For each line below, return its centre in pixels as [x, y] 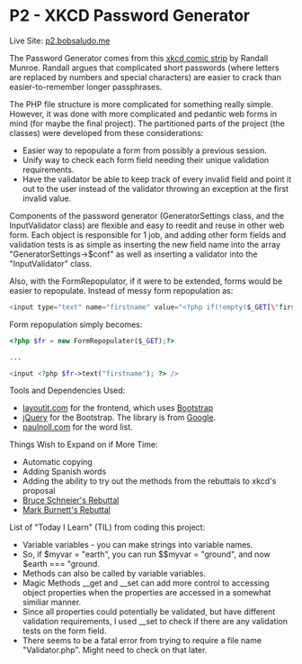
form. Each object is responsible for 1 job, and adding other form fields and [148, 234]
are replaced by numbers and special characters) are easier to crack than [145, 77]
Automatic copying [57, 462]
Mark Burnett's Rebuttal [66, 510]
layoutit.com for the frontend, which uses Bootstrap [118, 408]
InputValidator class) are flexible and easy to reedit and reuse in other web [147, 225]
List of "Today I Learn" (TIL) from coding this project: [107, 527]
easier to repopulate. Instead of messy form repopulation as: [121, 290]
